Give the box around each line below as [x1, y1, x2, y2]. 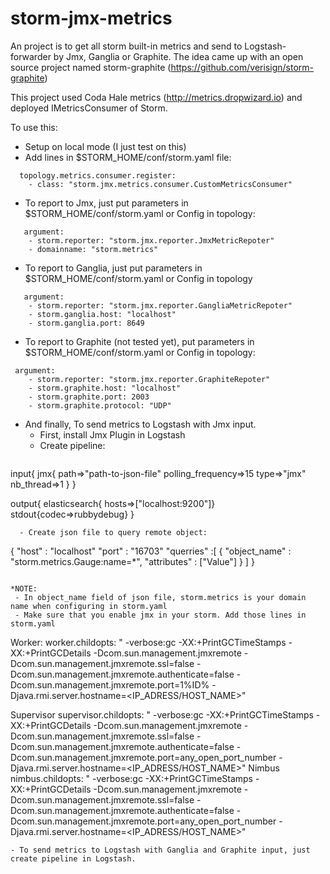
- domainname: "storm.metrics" [28, 244, 159, 254]
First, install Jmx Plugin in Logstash [39, 428, 186, 441]
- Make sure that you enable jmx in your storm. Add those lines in [14, 610, 307, 620]
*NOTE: [10, 583, 38, 594]
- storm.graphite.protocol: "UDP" [28, 400, 172, 411]
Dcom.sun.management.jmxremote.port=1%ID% [10, 678, 210, 691]
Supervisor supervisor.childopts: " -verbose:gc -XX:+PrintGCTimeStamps [10, 708, 314, 721]
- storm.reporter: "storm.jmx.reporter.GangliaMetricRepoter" [28, 300, 293, 311]
